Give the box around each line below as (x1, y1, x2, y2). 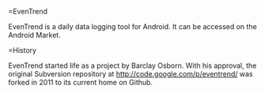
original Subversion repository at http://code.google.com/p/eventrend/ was (8, 69, 253, 78)
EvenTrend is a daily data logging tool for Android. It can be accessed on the (8, 22, 257, 31)
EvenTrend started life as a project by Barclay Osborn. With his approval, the (8, 61, 257, 70)
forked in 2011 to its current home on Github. (8, 78, 153, 87)
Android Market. (8, 31, 61, 39)
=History (8, 46, 37, 54)
